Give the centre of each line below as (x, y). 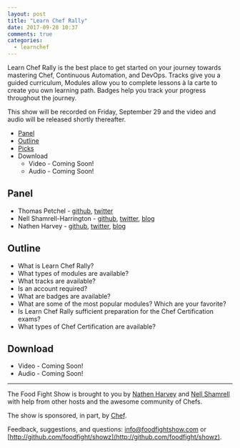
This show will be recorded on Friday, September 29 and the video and (112, 112)
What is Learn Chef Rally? (56, 266)
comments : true (30, 34)
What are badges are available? (64, 296)
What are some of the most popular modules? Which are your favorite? (122, 304)
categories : (25, 41)
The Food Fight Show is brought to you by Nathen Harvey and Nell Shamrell (119, 394)
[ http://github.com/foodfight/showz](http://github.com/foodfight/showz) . (115, 437)
